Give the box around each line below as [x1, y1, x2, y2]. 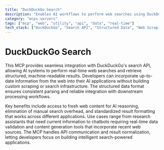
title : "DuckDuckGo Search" [5, 7, 62, 12]
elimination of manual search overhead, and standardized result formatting [5, 108, 155, 114]
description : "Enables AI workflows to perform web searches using [5, 12, 145, 17]
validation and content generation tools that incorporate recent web [5, 124, 141, 130]
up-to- [139, 73, 153, 79]
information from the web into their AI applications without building [15, 78, 150, 84]
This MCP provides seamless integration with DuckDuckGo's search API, [5, 63, 151, 68]
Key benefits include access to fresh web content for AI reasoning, [5, 103, 139, 109]
